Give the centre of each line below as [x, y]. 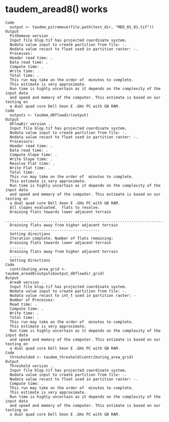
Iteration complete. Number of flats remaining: [62, 238]
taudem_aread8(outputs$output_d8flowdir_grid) [55, 273]
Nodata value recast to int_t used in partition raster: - [73, 295]
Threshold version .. [32, 366]
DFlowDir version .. [31, 124]
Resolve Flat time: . [32, 163]
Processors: [22, 141]
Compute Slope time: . [33, 154]
